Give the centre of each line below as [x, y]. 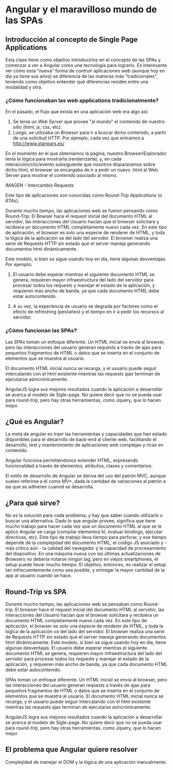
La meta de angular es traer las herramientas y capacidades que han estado [86, 434]
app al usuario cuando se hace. [39, 575]
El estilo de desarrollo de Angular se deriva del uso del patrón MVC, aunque [86, 476]
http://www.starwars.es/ [39, 144]
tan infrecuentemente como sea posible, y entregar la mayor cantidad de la [85, 570]
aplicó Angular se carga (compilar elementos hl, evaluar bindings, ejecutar [84, 532]
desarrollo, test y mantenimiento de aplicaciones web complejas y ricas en [84, 445]
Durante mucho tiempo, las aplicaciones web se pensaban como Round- [82, 604]
